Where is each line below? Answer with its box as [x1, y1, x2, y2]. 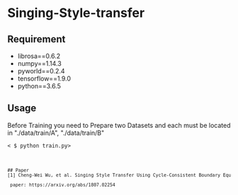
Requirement [7, 33, 66, 45]
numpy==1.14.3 [17, 59, 62, 68]
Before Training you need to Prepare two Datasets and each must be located [7, 121, 231, 129]
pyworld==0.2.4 [17, 67, 65, 75]
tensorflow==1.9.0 [17, 74, 72, 83]
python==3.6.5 [17, 82, 62, 90]
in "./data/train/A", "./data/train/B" [7, 129, 105, 137]
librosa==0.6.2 [17, 52, 61, 60]
